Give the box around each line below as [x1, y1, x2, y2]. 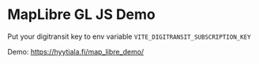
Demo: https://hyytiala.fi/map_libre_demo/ [7, 47, 145, 56]
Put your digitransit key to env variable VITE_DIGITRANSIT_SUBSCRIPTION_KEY [7, 32, 251, 41]
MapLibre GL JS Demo [7, 6, 156, 24]
